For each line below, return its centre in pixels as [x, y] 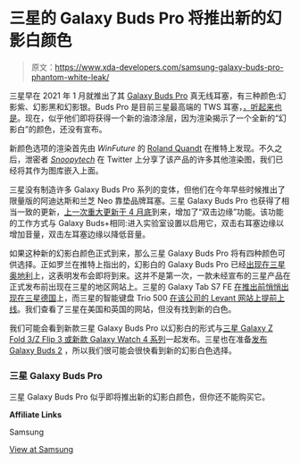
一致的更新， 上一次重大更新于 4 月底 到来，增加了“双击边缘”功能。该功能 [150, 212]
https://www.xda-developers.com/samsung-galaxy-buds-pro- [169, 67]
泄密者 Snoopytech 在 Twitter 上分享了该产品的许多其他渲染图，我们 [150, 159]
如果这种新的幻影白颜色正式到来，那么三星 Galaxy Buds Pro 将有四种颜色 [144, 253]
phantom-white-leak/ [70, 77]
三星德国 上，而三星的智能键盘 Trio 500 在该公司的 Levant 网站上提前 [151, 298]
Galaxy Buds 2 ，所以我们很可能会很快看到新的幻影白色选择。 [123, 350]
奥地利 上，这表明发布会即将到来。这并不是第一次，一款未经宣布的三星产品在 [150, 275]
